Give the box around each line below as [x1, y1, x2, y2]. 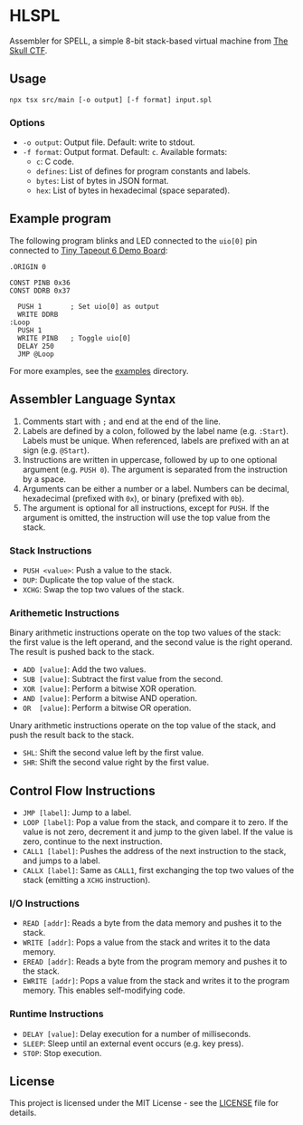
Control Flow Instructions [9, 783, 156, 798]
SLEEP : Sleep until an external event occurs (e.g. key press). [22, 1038, 244, 1049]
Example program [9, 211, 111, 226]
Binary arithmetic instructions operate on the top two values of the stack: [9, 627, 281, 639]
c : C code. [35, 156, 75, 168]
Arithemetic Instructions [9, 606, 120, 619]
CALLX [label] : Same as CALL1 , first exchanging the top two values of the [22, 865, 295, 876]
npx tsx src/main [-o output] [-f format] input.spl [9, 95, 213, 104]
